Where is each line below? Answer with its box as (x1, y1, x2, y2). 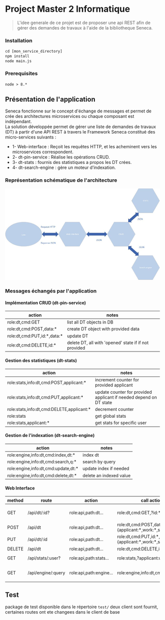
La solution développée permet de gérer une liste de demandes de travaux (5, 124, 156, 130)
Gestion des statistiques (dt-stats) (5, 357, 77, 363)
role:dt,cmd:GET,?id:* (117, 510, 161, 515)
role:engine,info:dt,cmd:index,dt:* (7, 452, 76, 458)
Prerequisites (5, 70, 38, 77)
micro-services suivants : (5, 134, 56, 140)
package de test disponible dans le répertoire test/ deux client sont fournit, (5, 604, 159, 610)
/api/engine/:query (27, 570, 65, 576)
